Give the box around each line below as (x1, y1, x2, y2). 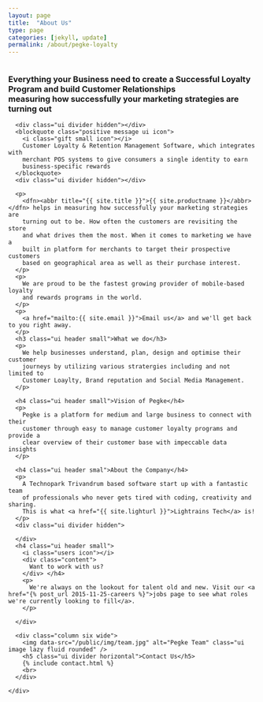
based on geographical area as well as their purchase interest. (22, 260, 242, 267)
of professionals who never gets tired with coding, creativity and (22, 494, 252, 502)
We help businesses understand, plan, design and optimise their (22, 349, 242, 357)
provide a (8, 431, 41, 440)
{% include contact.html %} (22, 659, 114, 667)
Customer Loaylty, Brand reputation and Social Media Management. (22, 376, 245, 385)
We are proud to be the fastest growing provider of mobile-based (22, 280, 245, 288)
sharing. (8, 501, 37, 509)
